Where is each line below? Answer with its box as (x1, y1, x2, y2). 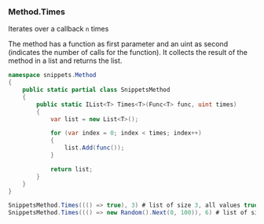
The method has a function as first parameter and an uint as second (8, 39, 229, 49)
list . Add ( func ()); (64, 144, 125, 152)
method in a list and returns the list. (8, 56, 123, 65)
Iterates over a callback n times (8, 24, 109, 34)
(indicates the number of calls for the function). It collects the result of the (8, 48, 247, 57)
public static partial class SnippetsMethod (22, 86, 170, 94)
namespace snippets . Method (8, 72, 97, 79)
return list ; (49, 165, 93, 173)
